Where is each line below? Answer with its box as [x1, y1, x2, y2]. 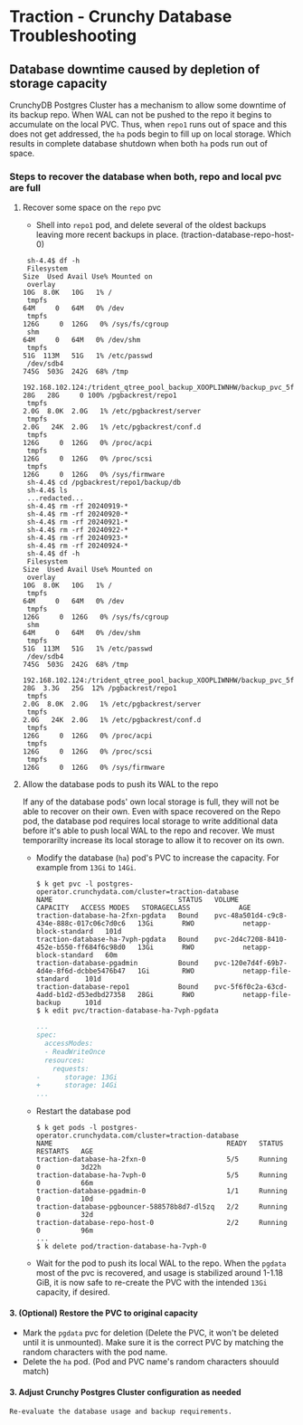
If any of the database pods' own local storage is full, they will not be [22, 796, 279, 807]
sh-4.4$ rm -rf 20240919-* [26, 502, 128, 511]
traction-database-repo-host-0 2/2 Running [35, 1219, 288, 1228]
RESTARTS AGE [35, 1147, 93, 1156]
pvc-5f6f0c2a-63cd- [213, 983, 288, 992]
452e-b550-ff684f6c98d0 [35, 943, 127, 952]
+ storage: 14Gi [35, 1081, 118, 1090]
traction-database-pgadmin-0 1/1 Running [35, 1187, 288, 1196]
